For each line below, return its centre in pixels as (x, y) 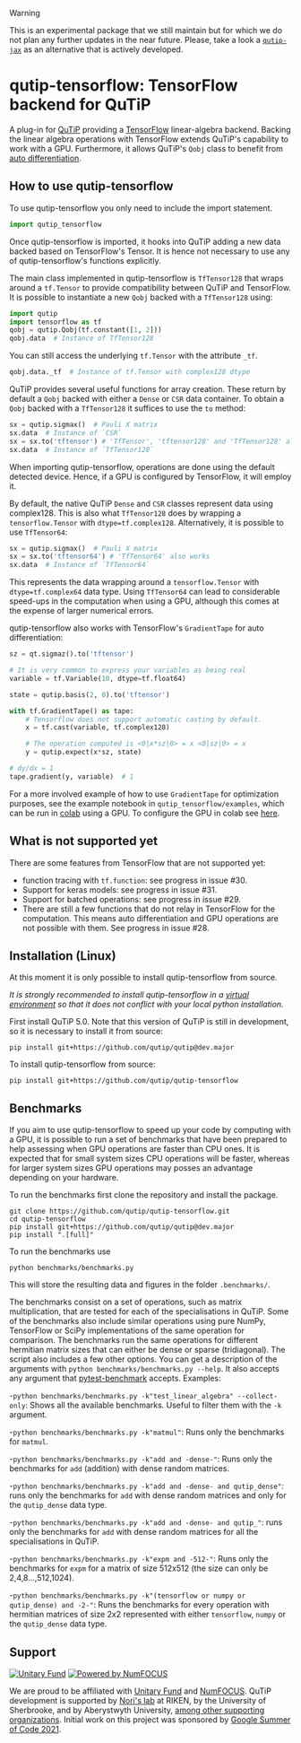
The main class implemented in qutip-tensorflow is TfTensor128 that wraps (146, 278)
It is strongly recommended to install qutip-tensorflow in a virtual (129, 995)
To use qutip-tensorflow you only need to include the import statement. (141, 208)
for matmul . (29, 1442)
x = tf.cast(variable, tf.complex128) (98, 728)
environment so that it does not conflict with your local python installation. (146, 1005)
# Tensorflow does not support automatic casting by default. (144, 719)
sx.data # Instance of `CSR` (66, 433)
